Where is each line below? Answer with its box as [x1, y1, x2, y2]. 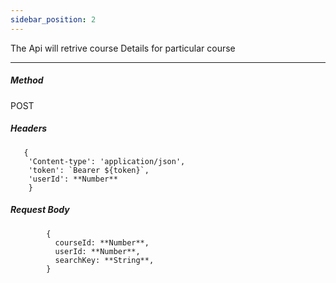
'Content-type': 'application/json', [28, 156, 186, 166]
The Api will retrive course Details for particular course [10, 42, 236, 54]
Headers [10, 122, 48, 135]
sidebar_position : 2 [10, 14, 97, 25]
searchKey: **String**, [54, 255, 155, 265]
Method [10, 74, 44, 86]
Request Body [10, 204, 70, 216]
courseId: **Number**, [54, 237, 150, 248]
